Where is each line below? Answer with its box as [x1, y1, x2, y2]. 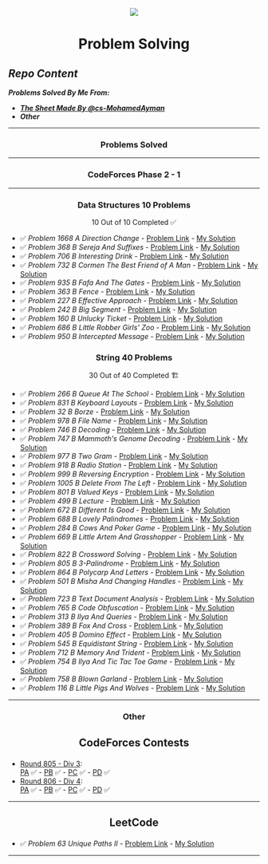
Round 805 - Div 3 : [19, 759, 83, 768]
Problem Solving [78, 35, 190, 53]
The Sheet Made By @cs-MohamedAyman [19, 104, 165, 112]
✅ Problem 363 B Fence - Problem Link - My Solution [19, 286, 195, 296]
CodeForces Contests [78, 736, 190, 749]
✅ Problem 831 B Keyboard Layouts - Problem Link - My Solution [19, 398, 234, 408]
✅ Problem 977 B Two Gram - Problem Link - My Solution [19, 452, 209, 461]
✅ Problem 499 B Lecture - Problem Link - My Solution [19, 496, 201, 506]
